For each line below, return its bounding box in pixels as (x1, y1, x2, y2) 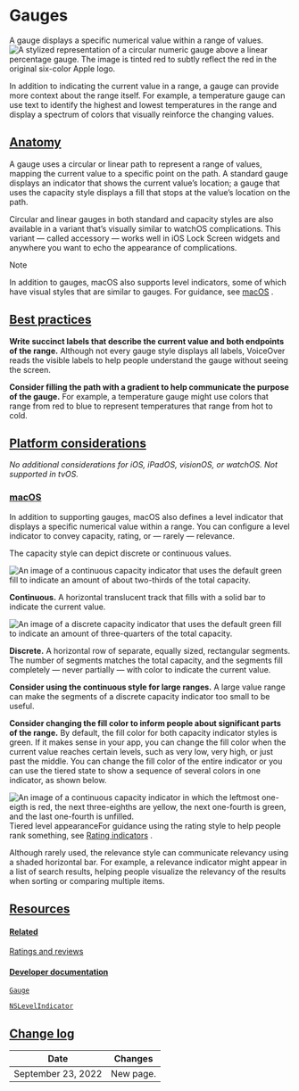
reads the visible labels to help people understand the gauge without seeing (9, 354, 288, 366)
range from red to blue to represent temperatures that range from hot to (9, 401, 274, 411)
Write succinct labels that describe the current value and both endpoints (9, 335, 285, 346)
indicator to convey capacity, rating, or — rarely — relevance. (9, 530, 235, 541)
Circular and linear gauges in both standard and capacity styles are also (9, 213, 274, 224)
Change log (9, 1026, 75, 1041)
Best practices (9, 312, 92, 327)
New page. (111, 1068, 156, 1080)
